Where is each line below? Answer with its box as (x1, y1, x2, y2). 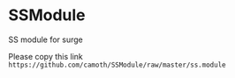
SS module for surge (8, 34, 83, 45)
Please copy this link (8, 51, 83, 61)
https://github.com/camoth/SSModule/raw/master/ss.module (8, 60, 226, 69)
